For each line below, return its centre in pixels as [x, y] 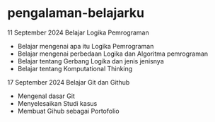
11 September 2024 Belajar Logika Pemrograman [79, 32]
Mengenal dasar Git [46, 96]
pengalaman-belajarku [76, 13]
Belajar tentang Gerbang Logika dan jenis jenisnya [91, 61]
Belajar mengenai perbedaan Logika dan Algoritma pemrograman [113, 54]
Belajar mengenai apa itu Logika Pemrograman [86, 46]
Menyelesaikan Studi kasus [57, 103]
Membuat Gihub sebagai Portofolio [68, 111]
